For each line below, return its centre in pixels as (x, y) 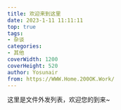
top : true (22, 27)
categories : (25, 46)
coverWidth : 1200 (33, 60)
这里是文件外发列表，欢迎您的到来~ (59, 99)
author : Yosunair (33, 72)
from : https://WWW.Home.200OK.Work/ (61, 79)
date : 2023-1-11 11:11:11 (45, 20)
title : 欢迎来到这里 (34, 14)
